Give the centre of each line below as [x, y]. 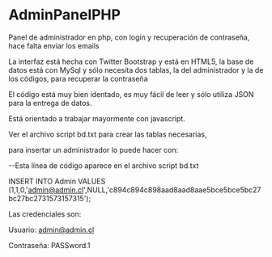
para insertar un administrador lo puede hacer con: [93, 150]
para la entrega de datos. [50, 103]
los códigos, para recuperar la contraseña [78, 78]
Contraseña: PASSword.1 [49, 245]
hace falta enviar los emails [54, 45]
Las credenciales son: [45, 214]
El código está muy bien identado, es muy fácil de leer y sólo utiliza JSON [131, 94]
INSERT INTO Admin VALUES [57, 181]
